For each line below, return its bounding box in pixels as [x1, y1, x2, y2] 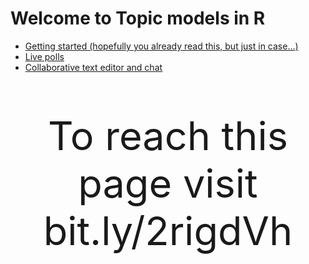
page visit [78, 158, 258, 207]
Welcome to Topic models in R [10, 7, 266, 30]
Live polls [24, 50, 65, 62]
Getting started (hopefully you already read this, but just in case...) [24, 40, 299, 52]
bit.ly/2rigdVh [43, 206, 293, 255]
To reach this [48, 111, 288, 160]
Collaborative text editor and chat [24, 61, 163, 73]
